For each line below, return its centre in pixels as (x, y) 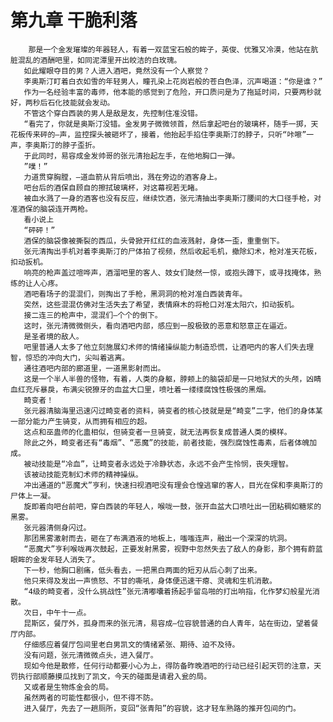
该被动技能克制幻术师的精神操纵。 (83, 474)
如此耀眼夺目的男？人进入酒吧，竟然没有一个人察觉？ (116, 71)
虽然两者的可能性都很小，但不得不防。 (90, 697)
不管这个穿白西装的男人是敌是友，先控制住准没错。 (113, 113)
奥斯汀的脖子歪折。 (66, 145)
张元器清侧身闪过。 (57, 527)
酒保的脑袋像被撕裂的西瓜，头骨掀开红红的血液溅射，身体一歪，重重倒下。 (154, 241)
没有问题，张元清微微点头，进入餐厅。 (90, 655)
